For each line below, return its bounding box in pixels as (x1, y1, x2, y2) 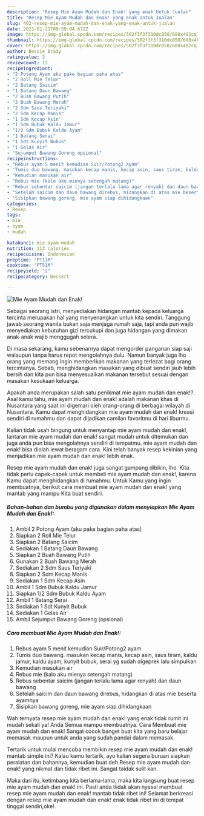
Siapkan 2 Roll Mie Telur (15, 531, 76, 539)
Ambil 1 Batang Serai (15, 596, 67, 604)
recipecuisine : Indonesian (7, 251, 75, 257)
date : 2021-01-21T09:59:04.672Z (7, 25, 88, 32)
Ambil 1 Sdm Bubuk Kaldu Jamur (15, 583, 97, 590)
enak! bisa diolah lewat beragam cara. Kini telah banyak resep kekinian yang (7, 445, 197, 453)
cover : (7, 43, 24, 49)
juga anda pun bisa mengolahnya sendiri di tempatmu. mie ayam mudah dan (7, 439, 197, 447)
